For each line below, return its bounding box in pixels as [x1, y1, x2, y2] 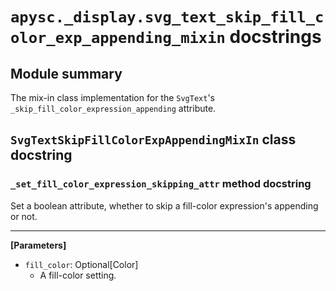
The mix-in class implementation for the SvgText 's [10, 92, 216, 103]
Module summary [10, 65, 123, 82]
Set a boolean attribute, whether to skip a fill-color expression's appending [10, 199, 319, 212]
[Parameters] [10, 239, 67, 251]
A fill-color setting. [39, 269, 117, 281]
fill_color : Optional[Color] [24, 258, 139, 270]
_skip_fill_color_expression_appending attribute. [10, 103, 217, 114]
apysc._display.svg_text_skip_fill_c [10, 8, 325, 27]
